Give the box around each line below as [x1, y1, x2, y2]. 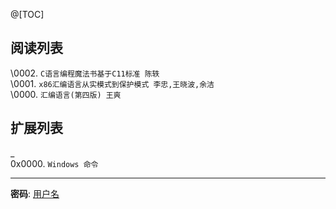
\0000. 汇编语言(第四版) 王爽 [10, 88, 122, 100]
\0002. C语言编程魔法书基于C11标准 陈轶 [10, 67, 160, 79]
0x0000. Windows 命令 [10, 157, 99, 169]
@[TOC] [10, 9, 45, 20]
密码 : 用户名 [10, 187, 60, 199]
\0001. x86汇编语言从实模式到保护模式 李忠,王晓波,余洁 [10, 77, 215, 89]
